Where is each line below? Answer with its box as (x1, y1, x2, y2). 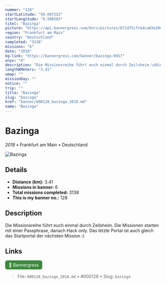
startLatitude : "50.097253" (5, 12, 63, 17)
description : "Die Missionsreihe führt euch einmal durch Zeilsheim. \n (5, 62, 156, 67)
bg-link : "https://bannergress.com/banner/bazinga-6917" (5, 53, 125, 58)
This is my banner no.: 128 (12, 194, 68, 201)
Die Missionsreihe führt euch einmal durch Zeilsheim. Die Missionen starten (5, 222, 159, 228)
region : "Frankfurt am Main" (5, 30, 65, 35)
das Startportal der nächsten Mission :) (5, 232, 85, 238)
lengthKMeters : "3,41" (5, 67, 52, 72)
